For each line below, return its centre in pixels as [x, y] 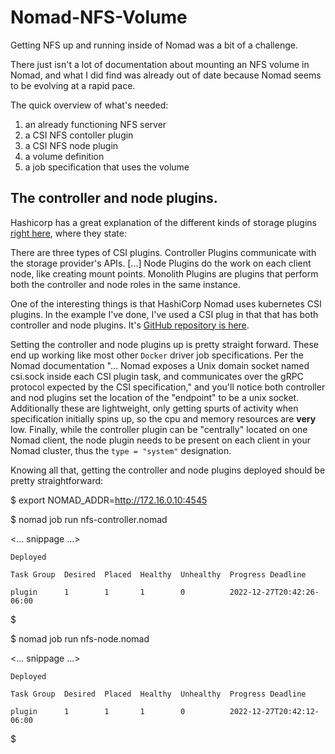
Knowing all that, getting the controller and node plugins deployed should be [168, 470]
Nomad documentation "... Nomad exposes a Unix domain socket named [160, 365]
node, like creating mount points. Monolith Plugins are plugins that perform [164, 273]
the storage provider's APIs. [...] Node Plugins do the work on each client [161, 263]
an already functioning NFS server [95, 124]
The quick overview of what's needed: [89, 105]
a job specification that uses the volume [107, 167]
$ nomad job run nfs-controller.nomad [89, 519]
